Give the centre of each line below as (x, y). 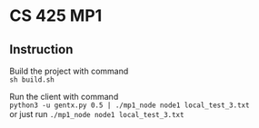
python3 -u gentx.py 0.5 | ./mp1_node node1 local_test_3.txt (129, 105)
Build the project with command (69, 71)
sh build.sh (32, 80)
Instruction (41, 49)
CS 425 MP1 (56, 16)
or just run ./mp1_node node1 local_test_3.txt (97, 114)
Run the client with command (64, 97)
